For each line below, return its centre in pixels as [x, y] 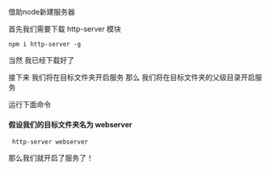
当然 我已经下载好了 [41, 60]
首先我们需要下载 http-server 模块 [65, 29]
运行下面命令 [30, 104]
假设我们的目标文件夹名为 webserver [70, 124]
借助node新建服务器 [42, 12]
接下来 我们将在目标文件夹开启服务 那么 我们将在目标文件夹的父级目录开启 [132, 77]
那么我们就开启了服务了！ [51, 158]
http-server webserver [50, 142]
